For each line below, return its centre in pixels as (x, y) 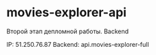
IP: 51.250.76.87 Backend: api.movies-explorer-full (78, 44)
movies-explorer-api (67, 13)
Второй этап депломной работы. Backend (68, 31)
